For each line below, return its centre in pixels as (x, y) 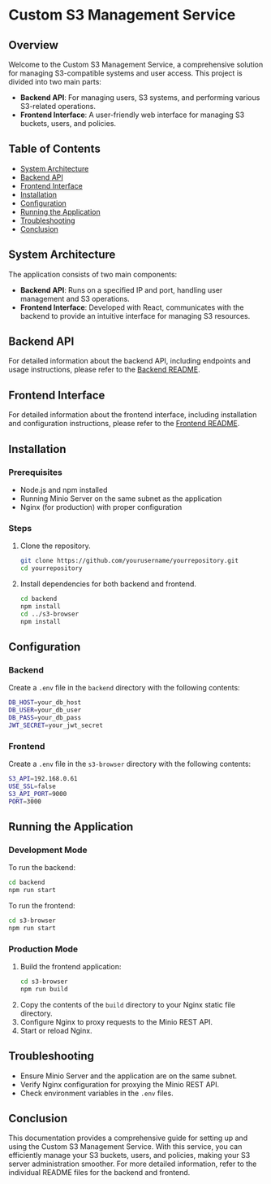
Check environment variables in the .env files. (97, 1093)
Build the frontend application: (71, 966)
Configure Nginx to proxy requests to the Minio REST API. (116, 1021)
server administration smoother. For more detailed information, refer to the (133, 1164)
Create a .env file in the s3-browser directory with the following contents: (130, 764)
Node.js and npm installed (64, 490)
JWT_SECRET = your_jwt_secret (56, 725)
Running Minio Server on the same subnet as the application (121, 498)
